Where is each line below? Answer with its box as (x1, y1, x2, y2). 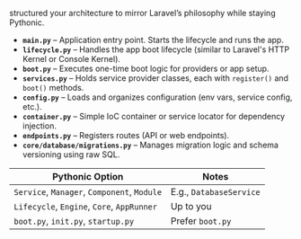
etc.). (22, 102, 42, 111)
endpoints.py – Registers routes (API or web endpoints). (22, 130, 230, 140)
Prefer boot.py (170, 215, 232, 227)
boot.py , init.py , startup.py (13, 215, 135, 227)
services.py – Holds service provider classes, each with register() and (22, 73, 289, 84)
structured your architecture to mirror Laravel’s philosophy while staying (9, 8, 276, 18)
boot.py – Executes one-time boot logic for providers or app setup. (22, 63, 270, 74)
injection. (22, 120, 57, 131)
